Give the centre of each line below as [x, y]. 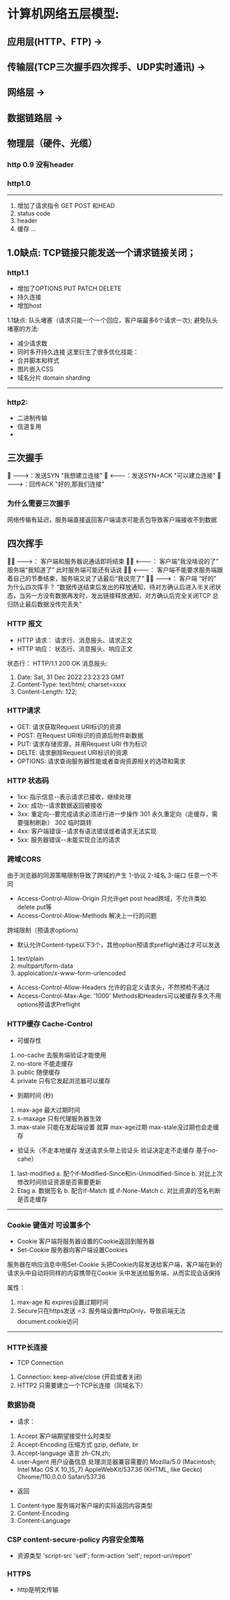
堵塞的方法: [23, 329]
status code [34, 213]
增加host [29, 305]
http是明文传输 [38, 1590]
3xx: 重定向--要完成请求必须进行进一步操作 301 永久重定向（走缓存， [114, 814]
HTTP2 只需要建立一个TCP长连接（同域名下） [82, 1385]
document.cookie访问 [48, 1321]
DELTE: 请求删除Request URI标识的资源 [72, 752]
